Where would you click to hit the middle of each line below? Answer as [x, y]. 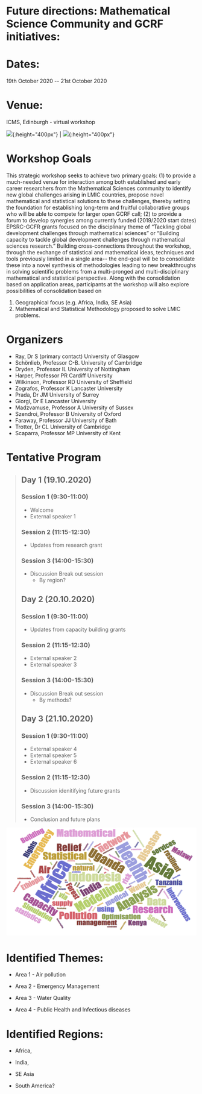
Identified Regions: [55, 1034]
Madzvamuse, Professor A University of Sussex [74, 407]
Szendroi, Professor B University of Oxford [68, 413]
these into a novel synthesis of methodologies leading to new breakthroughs [101, 265]
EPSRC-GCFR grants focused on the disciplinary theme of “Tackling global [99, 227]
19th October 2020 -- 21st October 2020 [57, 81]
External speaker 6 [53, 762]
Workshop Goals [49, 159]
